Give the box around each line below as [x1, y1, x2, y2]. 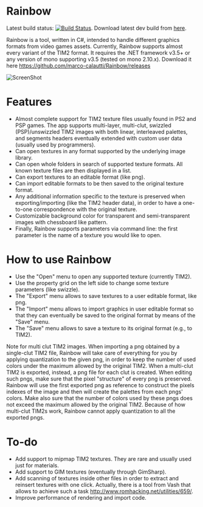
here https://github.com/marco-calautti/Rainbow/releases [6, 62, 151, 69]
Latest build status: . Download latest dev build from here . [6, 24, 187, 32]
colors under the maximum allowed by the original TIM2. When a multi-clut [6, 362, 193, 369]
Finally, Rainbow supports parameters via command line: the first [15, 225, 178, 232]
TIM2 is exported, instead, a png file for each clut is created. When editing [6, 368, 193, 376]
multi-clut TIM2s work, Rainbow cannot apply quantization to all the [6, 407, 176, 415]
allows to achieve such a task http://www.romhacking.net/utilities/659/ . [15, 488, 193, 495]
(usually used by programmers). [15, 141, 96, 148]
